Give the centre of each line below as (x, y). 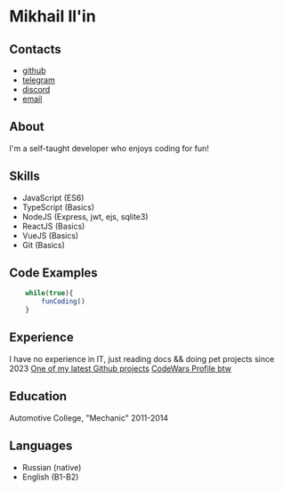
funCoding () (64, 302)
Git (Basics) (43, 245)
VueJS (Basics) (50, 235)
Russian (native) (52, 467)
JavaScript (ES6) (53, 197)
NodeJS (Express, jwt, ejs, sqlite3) (85, 216)
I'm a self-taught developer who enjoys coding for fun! (109, 148)
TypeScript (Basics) (58, 207)
